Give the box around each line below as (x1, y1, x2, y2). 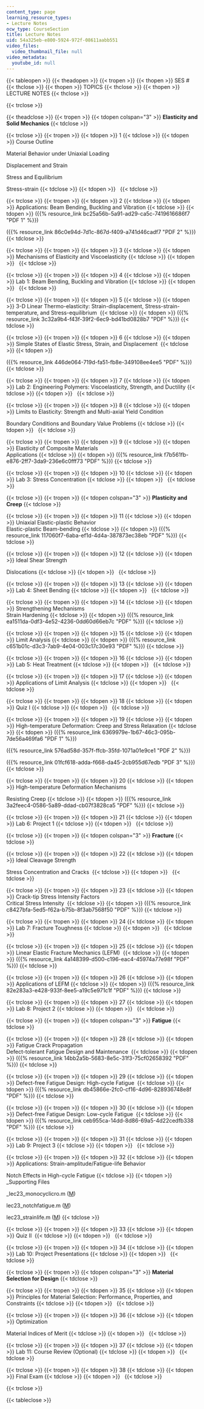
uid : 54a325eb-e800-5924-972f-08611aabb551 (6, 37, 118, 43)
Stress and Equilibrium (6, 173, 63, 180)
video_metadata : (6, 54, 47, 60)
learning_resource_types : (6, 15, 72, 21)
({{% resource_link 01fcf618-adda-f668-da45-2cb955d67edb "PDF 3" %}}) (6, 758, 195, 766)
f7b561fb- (163, 451, 189, 458)
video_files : (6, 43, 39, 49)
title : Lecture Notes (6, 32, 61, 38)
